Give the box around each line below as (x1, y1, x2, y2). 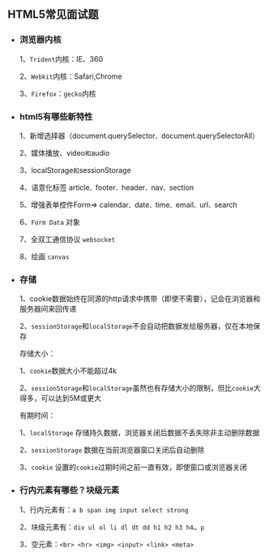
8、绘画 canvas (19, 251, 70, 261)
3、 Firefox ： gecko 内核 (19, 89, 96, 98)
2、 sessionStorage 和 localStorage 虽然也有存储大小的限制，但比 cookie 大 (19, 383, 261, 393)
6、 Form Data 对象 (19, 217, 80, 227)
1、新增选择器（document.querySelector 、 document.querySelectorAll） (19, 131, 260, 140)
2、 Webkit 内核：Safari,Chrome (19, 71, 122, 81)
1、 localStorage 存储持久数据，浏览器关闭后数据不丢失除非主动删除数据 (19, 428, 260, 438)
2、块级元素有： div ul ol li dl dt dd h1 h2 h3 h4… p (19, 522, 205, 532)
